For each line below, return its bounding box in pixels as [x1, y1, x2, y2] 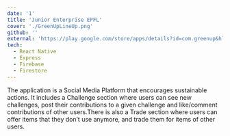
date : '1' [7, 10, 36, 17]
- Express [13, 55, 41, 62]
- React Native [13, 49, 57, 55]
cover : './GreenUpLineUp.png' [7, 23, 94, 29]
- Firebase [13, 61, 44, 68]
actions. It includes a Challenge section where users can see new [7, 93, 192, 101]
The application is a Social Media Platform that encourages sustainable [7, 86, 207, 94]
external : [7, 36, 36, 42]
